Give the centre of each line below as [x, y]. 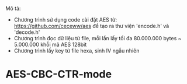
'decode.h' [27, 32]
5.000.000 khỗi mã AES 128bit [50, 44]
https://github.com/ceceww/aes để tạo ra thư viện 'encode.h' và [91, 26]
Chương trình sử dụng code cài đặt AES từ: [65, 20]
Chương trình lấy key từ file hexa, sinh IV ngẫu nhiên [77, 51]
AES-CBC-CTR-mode [59, 74]
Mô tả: [13, 8]
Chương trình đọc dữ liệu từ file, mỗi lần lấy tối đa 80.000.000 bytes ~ [98, 38]
